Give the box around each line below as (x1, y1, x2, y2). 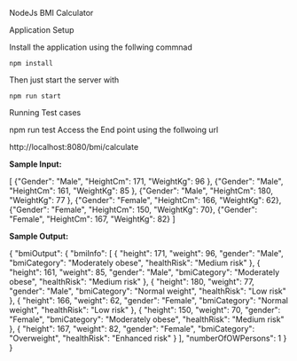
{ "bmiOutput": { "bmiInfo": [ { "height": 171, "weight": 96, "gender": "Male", (9, 248, 284, 258)
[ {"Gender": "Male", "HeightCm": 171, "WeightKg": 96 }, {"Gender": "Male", (9, 177, 284, 186)
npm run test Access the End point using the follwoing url (9, 124, 219, 135)
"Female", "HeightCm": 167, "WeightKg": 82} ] (9, 214, 176, 224)
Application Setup (9, 25, 74, 35)
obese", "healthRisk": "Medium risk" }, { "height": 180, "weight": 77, (9, 277, 254, 286)
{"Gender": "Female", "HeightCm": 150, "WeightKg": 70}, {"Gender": (9, 204, 258, 215)
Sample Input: (9, 159, 62, 169)
